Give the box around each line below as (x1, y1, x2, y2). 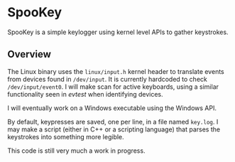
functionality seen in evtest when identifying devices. (7, 90, 163, 98)
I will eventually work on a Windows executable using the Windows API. (7, 104, 217, 112)
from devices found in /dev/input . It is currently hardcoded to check (7, 75, 207, 83)
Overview (7, 48, 52, 60)
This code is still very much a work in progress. (7, 146, 146, 155)
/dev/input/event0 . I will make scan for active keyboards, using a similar (7, 82, 219, 91)
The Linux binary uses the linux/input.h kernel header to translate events (7, 67, 225, 75)
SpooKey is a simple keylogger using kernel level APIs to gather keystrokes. (7, 28, 229, 36)
